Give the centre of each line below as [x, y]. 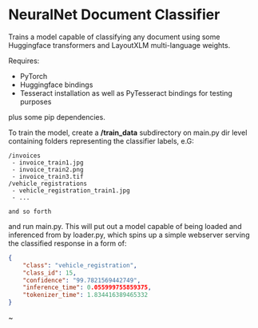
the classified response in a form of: [67, 243]
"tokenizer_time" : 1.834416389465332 [85, 295]
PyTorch [34, 76]
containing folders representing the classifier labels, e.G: [101, 140]
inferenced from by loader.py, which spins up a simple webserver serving [129, 235]
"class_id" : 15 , [50, 273]
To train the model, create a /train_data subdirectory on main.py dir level [128, 132]
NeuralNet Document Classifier [114, 15]
